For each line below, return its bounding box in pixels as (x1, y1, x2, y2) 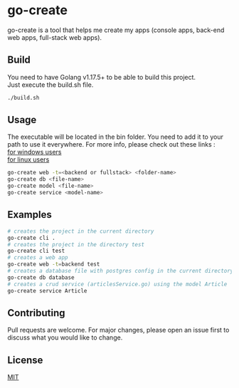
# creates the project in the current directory (7, 227, 154, 235)
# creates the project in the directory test (7, 241, 144, 248)
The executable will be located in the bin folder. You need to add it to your (7, 132, 224, 141)
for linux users (7, 155, 50, 164)
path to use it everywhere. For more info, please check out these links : (7, 140, 216, 149)
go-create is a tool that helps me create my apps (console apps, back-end (7, 26, 225, 34)
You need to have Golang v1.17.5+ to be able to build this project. (7, 73, 196, 81)
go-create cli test (7, 248, 65, 255)
